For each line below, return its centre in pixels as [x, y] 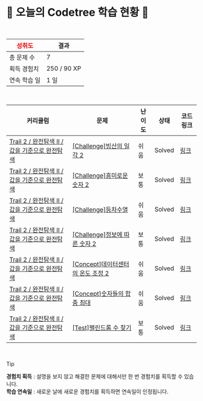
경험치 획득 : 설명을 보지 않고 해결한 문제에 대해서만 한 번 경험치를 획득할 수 [95, 376]
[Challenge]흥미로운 [100, 175]
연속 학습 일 [25, 80]
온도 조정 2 [94, 273]
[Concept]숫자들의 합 [101, 293]
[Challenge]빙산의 [97, 146]
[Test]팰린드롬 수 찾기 [102, 328]
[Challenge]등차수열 [100, 210]
